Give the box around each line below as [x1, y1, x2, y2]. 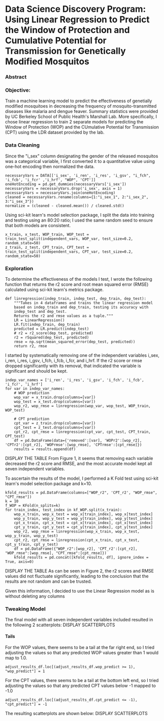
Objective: [5, 87, 31, 94]
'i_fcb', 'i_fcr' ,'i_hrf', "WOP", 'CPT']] [5, 177, 96, 182]
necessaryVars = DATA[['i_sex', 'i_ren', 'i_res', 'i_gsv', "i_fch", [5, 173, 151, 178]
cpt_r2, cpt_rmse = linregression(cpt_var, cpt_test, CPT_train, [14, 429, 151, 434]
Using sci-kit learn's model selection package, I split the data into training [5, 212, 154, 218]
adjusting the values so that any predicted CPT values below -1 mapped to [5, 683, 156, 688]
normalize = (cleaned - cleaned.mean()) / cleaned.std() [5, 203, 125, 208]
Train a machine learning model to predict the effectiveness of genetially [5, 98, 152, 104]
